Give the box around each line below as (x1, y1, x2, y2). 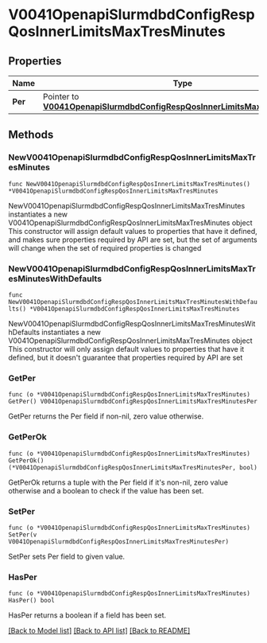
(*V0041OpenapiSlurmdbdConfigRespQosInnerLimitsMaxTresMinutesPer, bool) (8, 463, 258, 471)
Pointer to (42, 92, 79, 102)
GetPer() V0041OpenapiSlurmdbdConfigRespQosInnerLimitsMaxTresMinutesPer (8, 398, 258, 406)
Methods (8, 128, 54, 142)
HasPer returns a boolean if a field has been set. (8, 610, 167, 620)
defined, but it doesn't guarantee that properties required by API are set (8, 353, 243, 362)
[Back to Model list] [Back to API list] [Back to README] (8, 626, 191, 636)
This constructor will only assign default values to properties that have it (8, 344, 245, 353)
